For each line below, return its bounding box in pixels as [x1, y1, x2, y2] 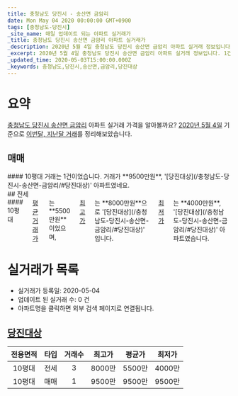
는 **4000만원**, [173, 199, 222, 208]
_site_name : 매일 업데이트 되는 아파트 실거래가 [7, 30, 131, 38]
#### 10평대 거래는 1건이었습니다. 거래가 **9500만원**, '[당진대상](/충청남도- [7, 172, 225, 181]
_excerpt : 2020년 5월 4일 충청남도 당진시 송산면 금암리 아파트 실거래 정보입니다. [7, 50, 221, 57]
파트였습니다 [173, 234, 208, 243]
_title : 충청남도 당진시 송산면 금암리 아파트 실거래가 [7, 37, 146, 44]
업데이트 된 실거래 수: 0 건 [17, 295, 90, 304]
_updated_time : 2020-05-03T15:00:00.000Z [7, 57, 132, 64]
